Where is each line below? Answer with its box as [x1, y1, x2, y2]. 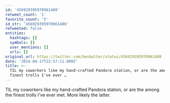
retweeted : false [5, 26, 42, 31]
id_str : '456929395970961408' [5, 21, 69, 27]
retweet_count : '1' [5, 12, 47, 17]
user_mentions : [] [10, 45, 49, 50]
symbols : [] [10, 40, 35, 45]
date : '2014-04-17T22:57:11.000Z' [5, 59, 78, 64]
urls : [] [10, 49, 28, 54]
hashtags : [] [10, 36, 37, 41]
